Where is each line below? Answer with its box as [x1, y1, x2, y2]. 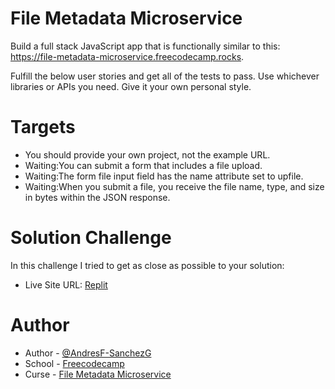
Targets [10, 116, 76, 139]
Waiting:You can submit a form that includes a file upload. [24, 159, 263, 171]
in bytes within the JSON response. [24, 191, 171, 203]
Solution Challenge [10, 227, 172, 249]
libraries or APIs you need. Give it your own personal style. [10, 80, 252, 92]
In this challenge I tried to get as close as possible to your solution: [10, 259, 285, 271]
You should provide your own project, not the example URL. [24, 148, 271, 161]
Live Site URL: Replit [24, 278, 108, 291]
